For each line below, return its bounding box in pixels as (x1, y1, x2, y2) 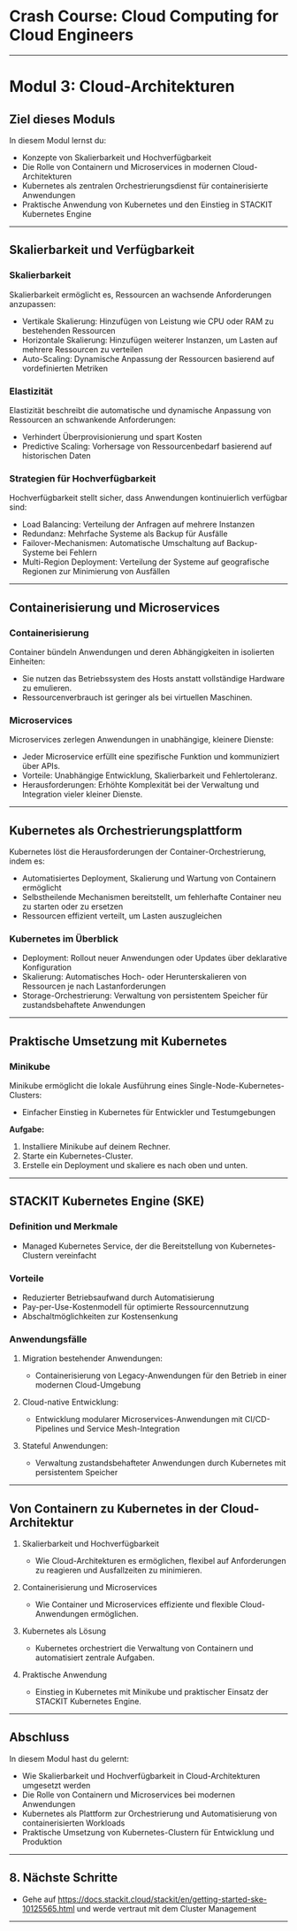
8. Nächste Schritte (9, 1870, 118, 1886)
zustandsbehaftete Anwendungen (21, 1000, 146, 1011)
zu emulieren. (21, 682, 72, 693)
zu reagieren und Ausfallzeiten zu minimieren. (34, 1565, 202, 1576)
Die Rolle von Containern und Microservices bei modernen (21, 1789, 236, 1800)
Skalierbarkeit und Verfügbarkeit (9, 242, 195, 258)
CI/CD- (244, 1414, 271, 1425)
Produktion (21, 1836, 63, 1847)
